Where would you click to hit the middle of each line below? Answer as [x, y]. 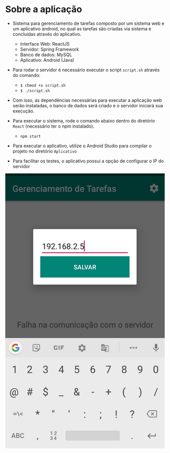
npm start [31, 136]
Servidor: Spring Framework [50, 49]
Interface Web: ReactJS [45, 44]
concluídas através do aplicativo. [47, 34]
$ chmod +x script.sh [43, 85]
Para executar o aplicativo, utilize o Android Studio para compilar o [82, 146]
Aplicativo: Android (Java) [47, 60]
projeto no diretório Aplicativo [45, 151]
